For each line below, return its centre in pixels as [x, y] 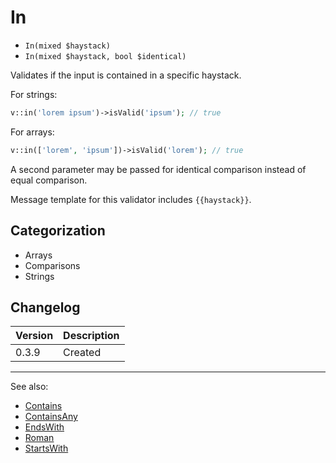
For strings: [34, 94]
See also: [29, 387]
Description [91, 336]
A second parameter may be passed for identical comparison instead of [158, 169]
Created [82, 353]
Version [34, 336]
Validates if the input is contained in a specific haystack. [126, 75]
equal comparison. [49, 180]
